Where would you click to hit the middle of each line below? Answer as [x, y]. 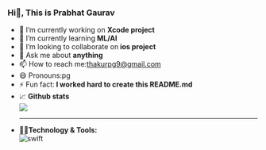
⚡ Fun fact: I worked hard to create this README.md [106, 85]
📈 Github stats [44, 96]
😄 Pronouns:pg [44, 75]
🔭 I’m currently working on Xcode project [87, 30]
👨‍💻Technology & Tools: [58, 130]
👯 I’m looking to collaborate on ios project [87, 47]
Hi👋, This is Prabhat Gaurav [62, 13]
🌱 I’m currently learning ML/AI [68, 38]
